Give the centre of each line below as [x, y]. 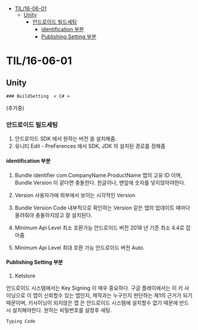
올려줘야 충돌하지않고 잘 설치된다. [53, 215]
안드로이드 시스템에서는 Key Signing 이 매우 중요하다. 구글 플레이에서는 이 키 [95, 288]
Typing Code [21, 321]
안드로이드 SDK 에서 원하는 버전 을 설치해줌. [66, 139]
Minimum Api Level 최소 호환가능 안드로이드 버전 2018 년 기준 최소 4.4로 [100, 228]
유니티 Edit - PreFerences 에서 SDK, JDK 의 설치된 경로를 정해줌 [90, 146]
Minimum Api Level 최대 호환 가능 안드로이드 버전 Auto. [79, 247]
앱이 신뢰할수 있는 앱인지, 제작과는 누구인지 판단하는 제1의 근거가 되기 [113, 295]
